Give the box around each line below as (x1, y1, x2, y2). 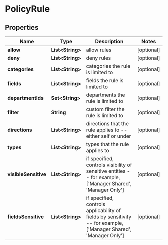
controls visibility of (86, 161, 132, 168)
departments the (86, 91, 125, 98)
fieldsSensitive (7, 213, 44, 220)
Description (95, 38, 124, 45)
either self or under (86, 133, 131, 139)
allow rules (86, 46, 112, 53)
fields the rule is (86, 77, 124, 84)
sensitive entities (86, 168, 126, 174)
